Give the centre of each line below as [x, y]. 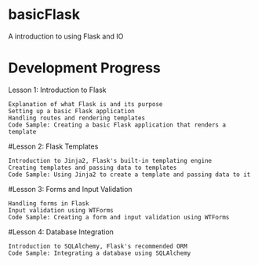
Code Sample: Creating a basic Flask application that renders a [117, 125]
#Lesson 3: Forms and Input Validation [70, 189]
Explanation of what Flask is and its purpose [85, 104]
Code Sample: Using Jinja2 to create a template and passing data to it [129, 175]
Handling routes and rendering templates [77, 118]
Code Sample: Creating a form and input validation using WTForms [119, 217]
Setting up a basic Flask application [71, 111]
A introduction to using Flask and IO [66, 36]
